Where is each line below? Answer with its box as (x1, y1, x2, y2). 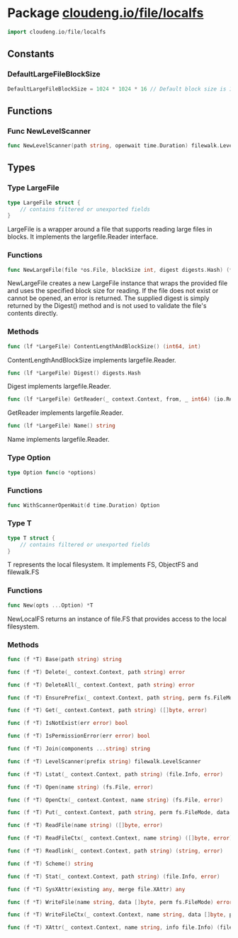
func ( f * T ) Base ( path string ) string (7, 656, 122, 663)
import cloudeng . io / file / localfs (7, 28, 106, 35)
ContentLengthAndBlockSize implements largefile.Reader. (7, 355, 176, 364)
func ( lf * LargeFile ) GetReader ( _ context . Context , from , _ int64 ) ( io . (7, 396, 227, 403)
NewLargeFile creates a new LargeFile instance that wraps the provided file (7, 279, 228, 287)
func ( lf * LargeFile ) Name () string (7, 423, 115, 430)
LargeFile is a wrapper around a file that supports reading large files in (7, 225, 212, 234)
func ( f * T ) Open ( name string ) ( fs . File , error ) (7, 784, 154, 791)
